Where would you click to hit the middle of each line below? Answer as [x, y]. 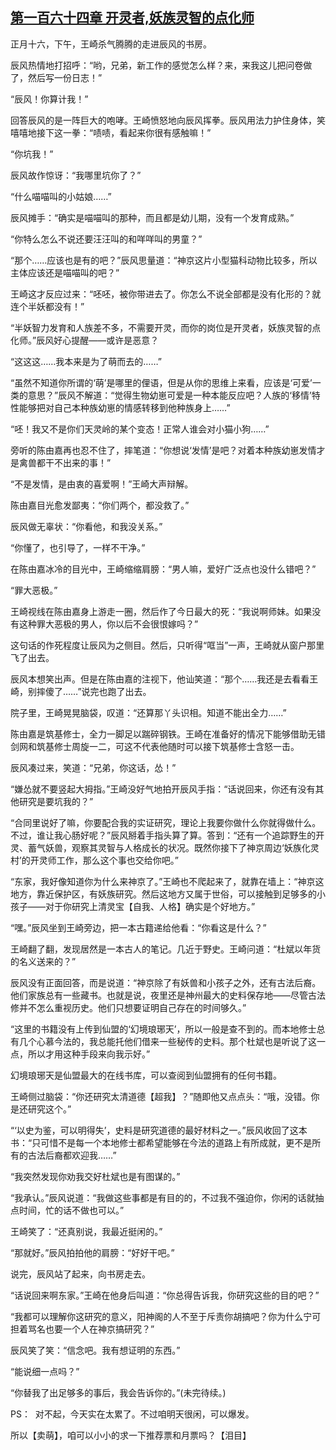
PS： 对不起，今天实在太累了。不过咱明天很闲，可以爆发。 [132, 1414]
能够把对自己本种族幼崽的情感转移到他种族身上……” [124, 407]
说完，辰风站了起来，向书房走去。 [80, 1274]
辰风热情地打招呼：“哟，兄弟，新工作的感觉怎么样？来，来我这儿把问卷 [157, 65]
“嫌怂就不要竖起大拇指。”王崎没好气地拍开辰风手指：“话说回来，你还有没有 [163, 789]
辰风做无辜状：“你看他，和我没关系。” [86, 526]
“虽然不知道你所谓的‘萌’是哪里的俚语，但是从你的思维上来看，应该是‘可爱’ [161, 382]
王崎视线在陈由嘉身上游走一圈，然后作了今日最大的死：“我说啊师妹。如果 [161, 611]
